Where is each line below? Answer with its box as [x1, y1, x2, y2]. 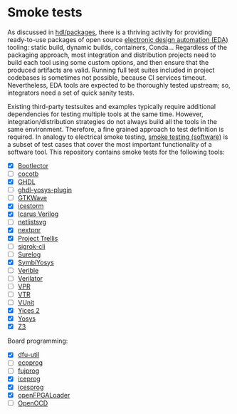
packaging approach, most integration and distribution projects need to [7, 51, 216, 59]
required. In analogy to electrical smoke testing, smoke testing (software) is [7, 133, 228, 141]
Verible [17, 266, 39, 274]
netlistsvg [17, 218, 46, 227]
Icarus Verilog [17, 209, 59, 218]
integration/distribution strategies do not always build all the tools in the [7, 117, 217, 125]
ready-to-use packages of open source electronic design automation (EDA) [7, 35, 229, 43]
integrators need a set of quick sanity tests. [7, 88, 135, 97]
